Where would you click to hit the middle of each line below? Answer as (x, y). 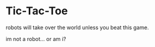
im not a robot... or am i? (36, 39)
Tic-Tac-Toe (37, 11)
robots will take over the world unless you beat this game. (77, 27)
